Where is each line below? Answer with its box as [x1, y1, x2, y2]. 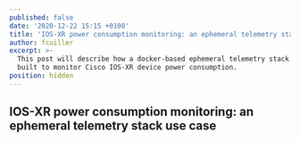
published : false [9, 13, 74, 22]
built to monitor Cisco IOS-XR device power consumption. [17, 63, 238, 72]
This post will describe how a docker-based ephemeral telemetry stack [17, 54, 290, 63]
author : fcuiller [9, 38, 74, 47]
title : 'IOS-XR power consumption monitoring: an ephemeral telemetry [9, 29, 278, 38]
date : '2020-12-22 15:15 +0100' [9, 21, 129, 30]
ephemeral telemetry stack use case [9, 118, 217, 134]
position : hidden [9, 71, 74, 80]
